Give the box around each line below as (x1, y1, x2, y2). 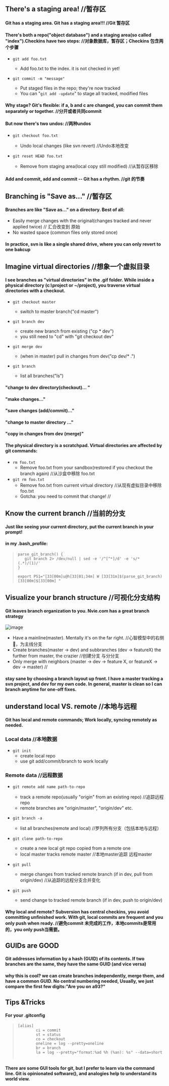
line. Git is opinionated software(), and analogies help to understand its (5, 1070, 157, 1076)
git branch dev (12, 319, 45, 325)
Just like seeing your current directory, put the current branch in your (5, 524, 154, 530)
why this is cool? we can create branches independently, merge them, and (5, 973, 164, 979)
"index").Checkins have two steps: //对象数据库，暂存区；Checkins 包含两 (5, 37, 164, 44)
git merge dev (12, 344, 42, 349)
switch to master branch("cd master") (20, 308, 99, 315)
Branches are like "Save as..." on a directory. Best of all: (5, 207, 125, 213)
